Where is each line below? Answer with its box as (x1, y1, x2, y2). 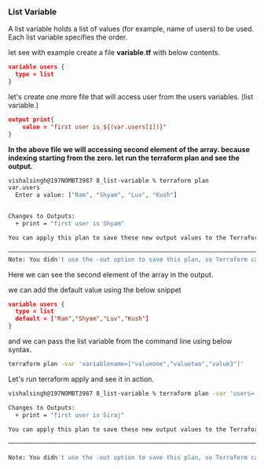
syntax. (8, 345, 32, 355)
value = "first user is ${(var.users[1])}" (22, 123, 167, 131)
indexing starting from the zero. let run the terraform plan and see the (8, 153, 240, 162)
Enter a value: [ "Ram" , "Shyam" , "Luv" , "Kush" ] (15, 192, 178, 199)
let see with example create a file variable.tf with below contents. (8, 48, 221, 58)
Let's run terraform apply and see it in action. (8, 374, 155, 384)
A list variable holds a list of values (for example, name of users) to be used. (8, 24, 255, 34)
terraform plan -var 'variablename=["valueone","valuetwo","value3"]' (8, 360, 244, 368)
